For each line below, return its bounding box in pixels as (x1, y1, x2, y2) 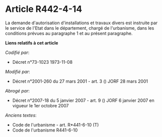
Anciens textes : (5, 112, 37, 118)
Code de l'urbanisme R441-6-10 (12, 127, 78, 133)
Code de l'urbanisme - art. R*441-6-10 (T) (12, 122, 99, 128)
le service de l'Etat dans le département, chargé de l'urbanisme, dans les (5, 25, 155, 31)
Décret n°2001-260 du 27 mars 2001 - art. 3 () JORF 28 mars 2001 (12, 78, 148, 84)
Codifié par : (5, 49, 30, 55)
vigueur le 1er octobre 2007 (12, 102, 69, 108)
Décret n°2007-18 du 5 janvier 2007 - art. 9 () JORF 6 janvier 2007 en (12, 97, 155, 103)
